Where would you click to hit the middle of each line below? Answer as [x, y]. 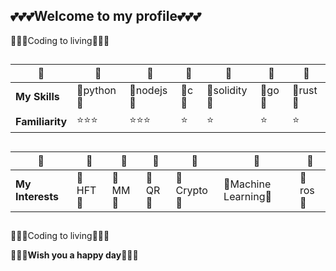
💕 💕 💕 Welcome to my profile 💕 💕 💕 [106, 16]
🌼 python [96, 91]
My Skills [37, 97]
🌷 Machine [247, 184]
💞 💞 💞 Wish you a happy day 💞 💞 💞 [74, 255]
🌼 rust [305, 91]
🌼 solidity [227, 91]
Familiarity [41, 121]
